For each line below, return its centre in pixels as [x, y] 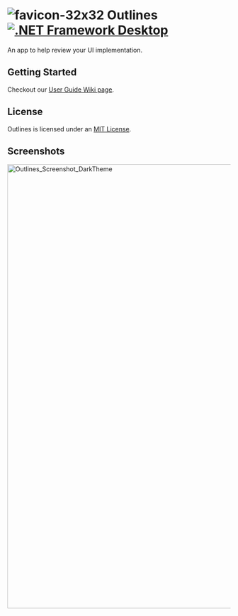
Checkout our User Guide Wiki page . [61, 90]
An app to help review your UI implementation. [75, 50]
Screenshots [36, 151]
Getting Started [42, 72]
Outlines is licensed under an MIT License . [69, 129]
